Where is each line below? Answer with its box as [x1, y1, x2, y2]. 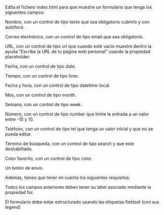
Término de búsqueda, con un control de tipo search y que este [5, 141, 134, 146]
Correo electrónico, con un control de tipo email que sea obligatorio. [5, 34, 144, 39]
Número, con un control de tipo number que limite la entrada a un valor [5, 111, 149, 117]
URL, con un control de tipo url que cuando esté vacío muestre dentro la [5, 43, 152, 49]
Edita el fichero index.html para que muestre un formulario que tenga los [5, 4, 152, 10]
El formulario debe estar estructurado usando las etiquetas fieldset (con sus [5, 199, 160, 205]
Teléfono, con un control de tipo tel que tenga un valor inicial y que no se [5, 126, 153, 132]
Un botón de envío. [5, 165, 44, 171]
